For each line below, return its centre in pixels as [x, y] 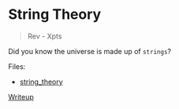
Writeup [21, 96]
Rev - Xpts [45, 36]
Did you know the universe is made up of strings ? [90, 51]
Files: [17, 66]
